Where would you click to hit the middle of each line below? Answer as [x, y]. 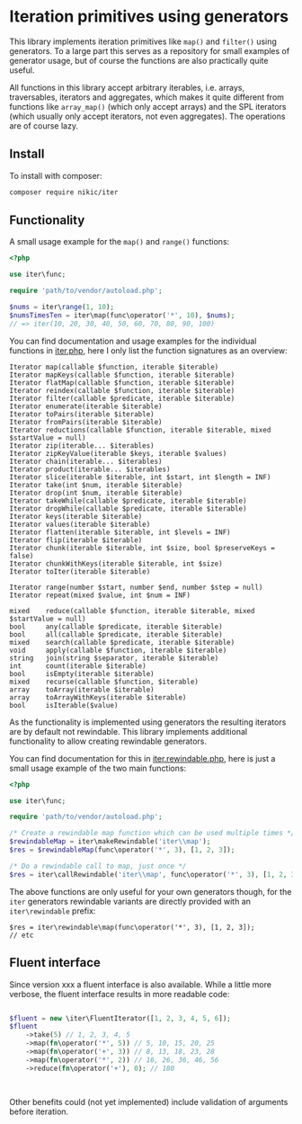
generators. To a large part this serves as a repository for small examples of [150, 50]
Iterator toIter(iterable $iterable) [80, 571]
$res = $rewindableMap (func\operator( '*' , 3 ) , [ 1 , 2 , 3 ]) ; [122, 850]
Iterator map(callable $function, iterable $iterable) [114, 367]
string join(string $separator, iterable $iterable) [114, 658]
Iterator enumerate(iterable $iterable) [86, 406]
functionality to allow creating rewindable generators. [108, 741]
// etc [22, 935]
